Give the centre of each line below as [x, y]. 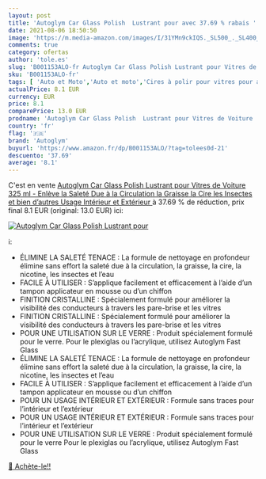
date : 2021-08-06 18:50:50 [53, 30]
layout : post [30, 15]
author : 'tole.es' [38, 60]
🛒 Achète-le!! [30, 466]
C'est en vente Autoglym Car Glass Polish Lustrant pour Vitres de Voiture [127, 185]
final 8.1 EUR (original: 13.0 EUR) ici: [66, 211]
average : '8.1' [33, 163]
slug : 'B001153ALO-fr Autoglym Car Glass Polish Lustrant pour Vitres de [133, 67]
